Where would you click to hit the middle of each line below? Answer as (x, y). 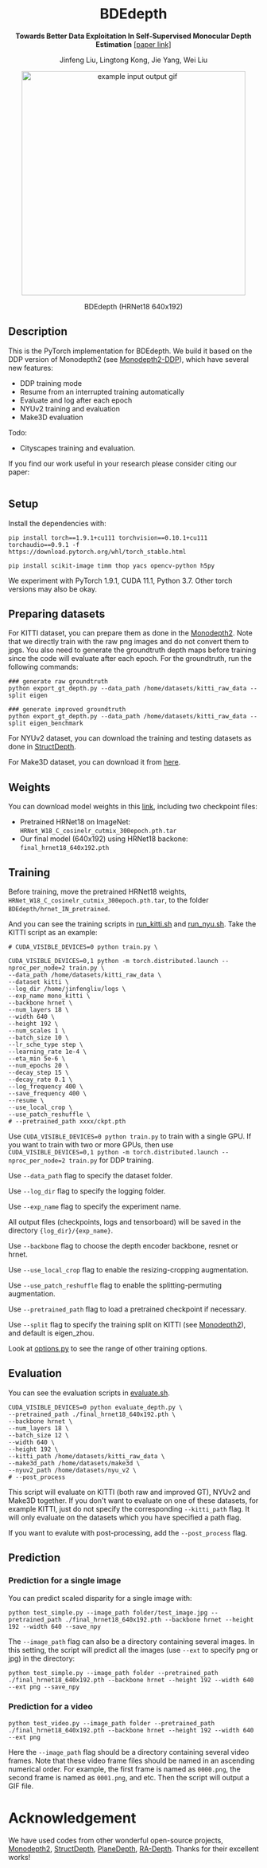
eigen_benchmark (56, 724)
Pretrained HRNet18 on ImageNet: (75, 822)
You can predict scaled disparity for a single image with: (100, 1598)
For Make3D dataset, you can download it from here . (95, 762)
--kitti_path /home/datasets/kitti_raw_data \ (87, 1456)
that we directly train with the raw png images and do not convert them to (128, 642)
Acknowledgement (72, 1818)
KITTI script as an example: (53, 932)
